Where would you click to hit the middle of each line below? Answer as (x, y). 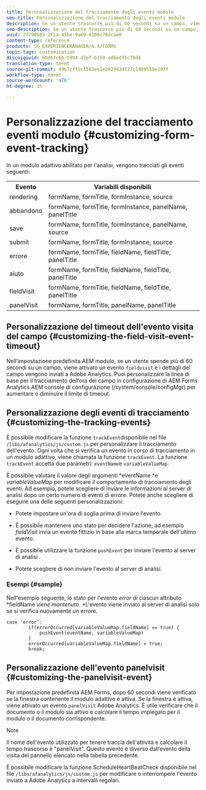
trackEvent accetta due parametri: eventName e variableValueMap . (88, 463)
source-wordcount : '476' (38, 80)
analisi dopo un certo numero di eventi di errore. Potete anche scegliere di (100, 495)
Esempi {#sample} (35, 584)
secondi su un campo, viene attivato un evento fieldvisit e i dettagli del (98, 367)
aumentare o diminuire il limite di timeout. (58, 393)
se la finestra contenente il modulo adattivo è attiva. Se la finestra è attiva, (100, 698)
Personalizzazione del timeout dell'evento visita (100, 327)
